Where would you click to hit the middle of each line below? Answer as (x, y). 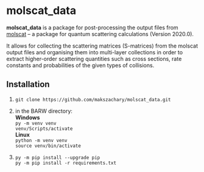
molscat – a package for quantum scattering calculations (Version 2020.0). (100, 34)
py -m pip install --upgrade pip (58, 157)
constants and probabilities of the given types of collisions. (80, 65)
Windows (27, 117)
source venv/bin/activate (48, 146)
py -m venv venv (36, 123)
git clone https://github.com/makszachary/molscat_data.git (93, 99)
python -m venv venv (41, 140)
